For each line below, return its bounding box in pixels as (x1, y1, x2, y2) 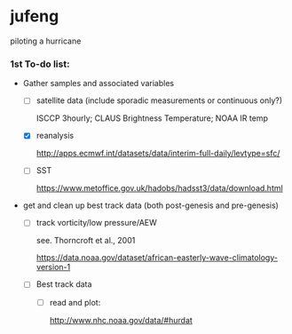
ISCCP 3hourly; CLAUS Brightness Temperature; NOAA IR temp (36, 113, 269, 123)
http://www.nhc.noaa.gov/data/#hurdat (49, 314, 193, 325)
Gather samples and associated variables (22, 78, 175, 89)
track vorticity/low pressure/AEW (36, 218, 158, 228)
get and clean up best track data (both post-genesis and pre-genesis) (22, 200, 279, 211)
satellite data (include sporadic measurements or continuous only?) (36, 95, 283, 106)
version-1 (36, 262, 71, 273)
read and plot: (49, 297, 101, 307)
